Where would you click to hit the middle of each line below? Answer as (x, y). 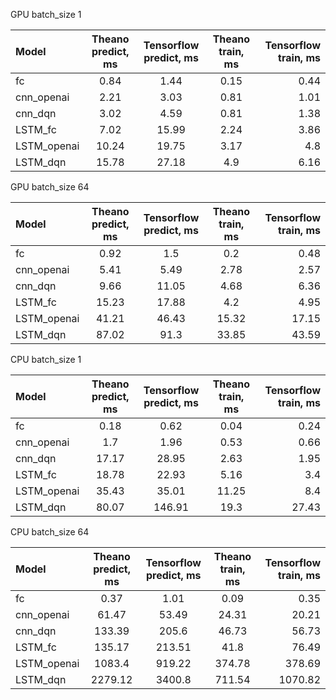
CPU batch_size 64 (50, 532)
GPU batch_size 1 (46, 14)
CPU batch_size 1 (46, 359)
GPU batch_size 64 (50, 187)
